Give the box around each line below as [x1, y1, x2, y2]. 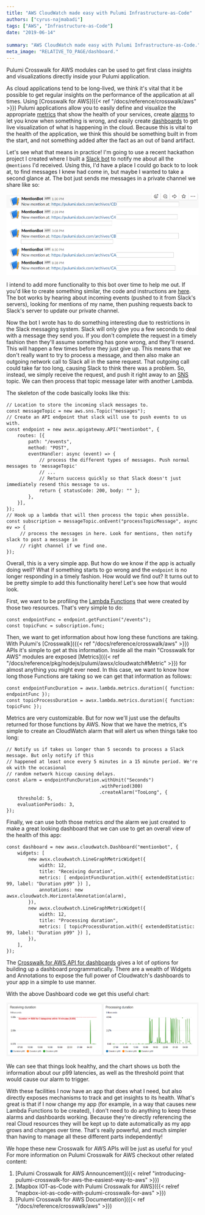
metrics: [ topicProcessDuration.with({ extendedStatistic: [38, 923, 195, 930]
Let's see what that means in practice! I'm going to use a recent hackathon [6, 148, 194, 156]
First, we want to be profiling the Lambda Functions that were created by [6, 598, 189, 605]
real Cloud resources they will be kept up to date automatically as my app [6, 1119, 191, 1127]
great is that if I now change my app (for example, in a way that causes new [6, 1100, 196, 1108]
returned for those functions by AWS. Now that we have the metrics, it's [6, 721, 187, 728]
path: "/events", [28, 438, 72, 445]
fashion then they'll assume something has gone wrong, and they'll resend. [6, 339, 195, 346]
